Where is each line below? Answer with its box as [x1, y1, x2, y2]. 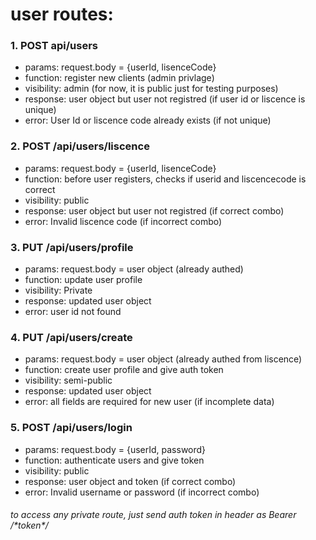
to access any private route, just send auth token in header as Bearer [10, 509, 297, 521]
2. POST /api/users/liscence [10, 139, 150, 153]
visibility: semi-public [24, 374, 113, 387]
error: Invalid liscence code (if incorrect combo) [24, 215, 223, 227]
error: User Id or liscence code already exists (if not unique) [24, 114, 272, 127]
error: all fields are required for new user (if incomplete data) [24, 396, 275, 408]
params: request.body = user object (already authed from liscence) [24, 353, 303, 365]
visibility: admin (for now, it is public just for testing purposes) [24, 83, 279, 95]
